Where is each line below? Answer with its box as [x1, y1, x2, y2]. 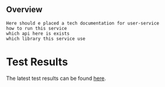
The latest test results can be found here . [6, 75, 106, 82]
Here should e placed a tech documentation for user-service [6, 20, 160, 26]
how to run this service [6, 25, 67, 31]
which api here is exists [6, 31, 70, 36]
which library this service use [6, 35, 85, 42]
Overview [6, 5, 43, 15]
